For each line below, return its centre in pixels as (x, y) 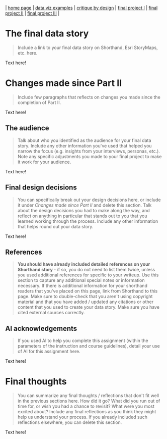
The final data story (47, 34)
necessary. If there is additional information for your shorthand (82, 286)
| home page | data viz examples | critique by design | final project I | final (81, 8)
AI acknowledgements (41, 328)
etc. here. (27, 53)
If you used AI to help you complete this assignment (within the (83, 340)
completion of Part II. (39, 102)
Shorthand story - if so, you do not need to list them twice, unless (86, 270)
